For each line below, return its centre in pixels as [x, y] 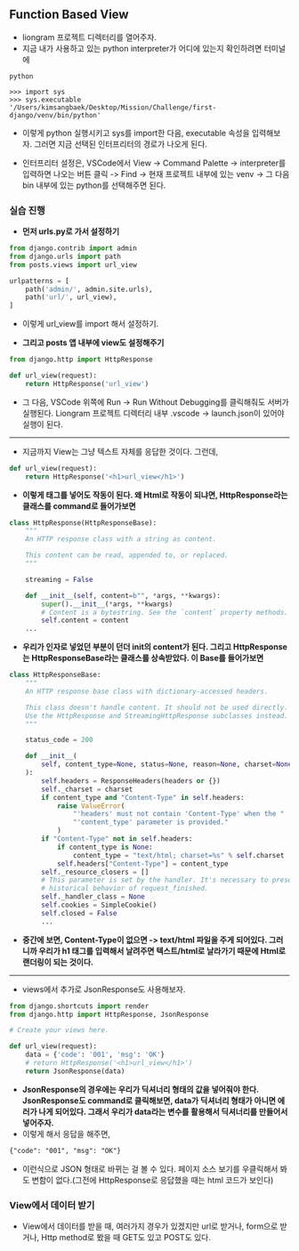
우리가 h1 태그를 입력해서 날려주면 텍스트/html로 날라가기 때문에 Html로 [162, 950]
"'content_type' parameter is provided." [150, 822]
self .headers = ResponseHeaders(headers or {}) [131, 781]
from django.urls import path [65, 256]
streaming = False [59, 579]
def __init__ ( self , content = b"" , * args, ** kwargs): [123, 595]
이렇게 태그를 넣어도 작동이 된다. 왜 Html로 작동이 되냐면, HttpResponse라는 [155, 495]
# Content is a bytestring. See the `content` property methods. [165, 612]
